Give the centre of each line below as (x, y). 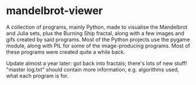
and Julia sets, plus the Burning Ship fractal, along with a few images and (95, 33)
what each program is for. (37, 76)
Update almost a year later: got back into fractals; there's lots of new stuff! (97, 63)
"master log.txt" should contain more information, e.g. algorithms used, (93, 69)
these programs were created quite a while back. (66, 52)
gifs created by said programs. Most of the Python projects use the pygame (98, 39)
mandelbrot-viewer (55, 11)
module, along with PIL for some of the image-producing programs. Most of (98, 46)
